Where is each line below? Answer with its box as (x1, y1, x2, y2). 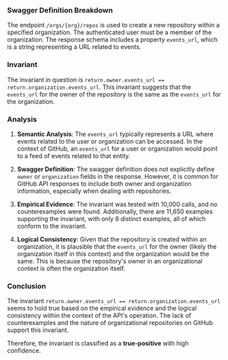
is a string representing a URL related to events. (7, 43, 142, 51)
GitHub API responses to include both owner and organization (16, 179, 192, 188)
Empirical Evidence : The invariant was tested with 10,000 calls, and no (16, 200, 218, 208)
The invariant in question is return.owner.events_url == (7, 75, 165, 83)
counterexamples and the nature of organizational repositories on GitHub (7, 319, 214, 327)
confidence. (7, 346, 41, 355)
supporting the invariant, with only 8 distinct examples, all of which (16, 214, 206, 222)
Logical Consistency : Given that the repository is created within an (16, 235, 207, 243)
